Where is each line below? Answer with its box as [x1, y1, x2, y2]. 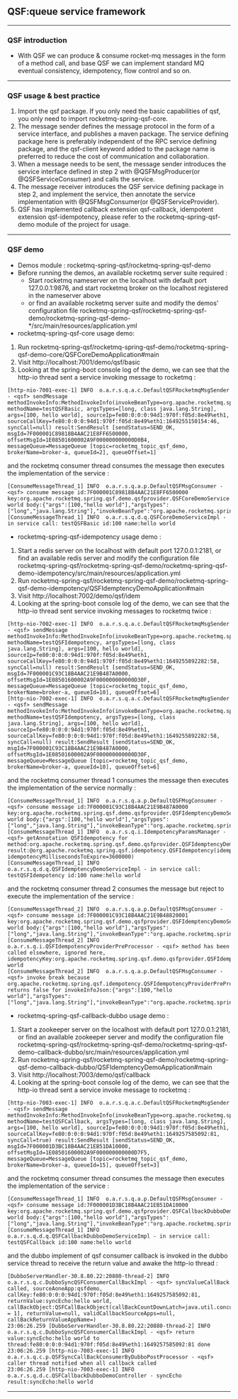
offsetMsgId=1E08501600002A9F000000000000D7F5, [7, 1149, 151, 1156]
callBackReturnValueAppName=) [7, 1316, 97, 1323]
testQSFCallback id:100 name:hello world [7, 1238, 132, 1246]
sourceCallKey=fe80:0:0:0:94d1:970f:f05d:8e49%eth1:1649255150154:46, [7, 417, 220, 425]
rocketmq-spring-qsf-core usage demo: [17, 328, 135, 337]
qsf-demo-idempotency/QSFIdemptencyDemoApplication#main [17, 584, 205, 592]
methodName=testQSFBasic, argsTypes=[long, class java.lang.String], [7, 405, 217, 412]
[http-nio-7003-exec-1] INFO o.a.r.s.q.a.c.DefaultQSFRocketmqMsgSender [7, 1099, 230, 1106]
